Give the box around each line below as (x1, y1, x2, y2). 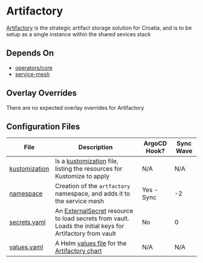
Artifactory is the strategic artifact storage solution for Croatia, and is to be (6, 24, 192, 31)
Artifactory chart (55, 247, 102, 255)
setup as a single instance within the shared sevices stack (6, 30, 151, 37)
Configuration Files (6, 121, 80, 131)
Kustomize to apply (55, 172, 110, 180)
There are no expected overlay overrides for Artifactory (6, 104, 144, 111)
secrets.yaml (9, 218, 46, 227)
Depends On (6, 48, 54, 59)
